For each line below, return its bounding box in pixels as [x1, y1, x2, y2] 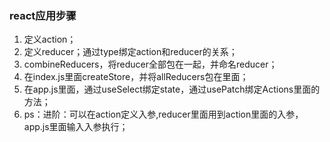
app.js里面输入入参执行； [23, 121, 129, 133]
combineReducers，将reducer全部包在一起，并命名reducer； [23, 58, 278, 71]
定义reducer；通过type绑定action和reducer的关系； [23, 46, 238, 58]
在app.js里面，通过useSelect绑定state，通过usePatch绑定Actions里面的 [23, 83, 321, 96]
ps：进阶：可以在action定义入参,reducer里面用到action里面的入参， [23, 108, 304, 121]
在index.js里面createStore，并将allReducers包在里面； [23, 71, 249, 83]
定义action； [23, 33, 77, 46]
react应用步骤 [9, 8, 77, 22]
